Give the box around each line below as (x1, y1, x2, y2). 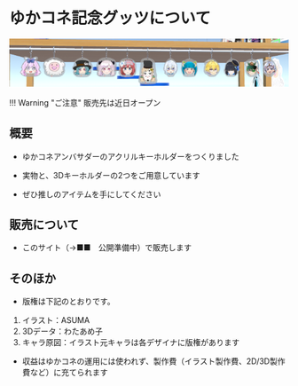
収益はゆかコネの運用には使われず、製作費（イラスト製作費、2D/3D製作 (21, 356, 286, 366)
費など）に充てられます (21, 367, 108, 378)
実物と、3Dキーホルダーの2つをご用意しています (21, 169, 201, 180)
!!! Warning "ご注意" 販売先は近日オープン (9, 97, 161, 107)
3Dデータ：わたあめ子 (21, 326, 104, 337)
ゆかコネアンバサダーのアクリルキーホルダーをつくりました (21, 151, 239, 161)
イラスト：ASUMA (21, 315, 90, 326)
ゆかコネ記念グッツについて (9, 8, 211, 28)
